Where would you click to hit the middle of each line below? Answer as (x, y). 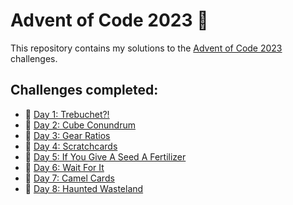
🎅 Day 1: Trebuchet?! (67, 114)
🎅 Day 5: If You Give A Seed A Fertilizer (105, 156)
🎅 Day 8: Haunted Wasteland (84, 188)
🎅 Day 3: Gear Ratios (67, 135)
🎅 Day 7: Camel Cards (69, 178)
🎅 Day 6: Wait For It (64, 167)
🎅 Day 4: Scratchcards (71, 146)
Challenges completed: (84, 90)
